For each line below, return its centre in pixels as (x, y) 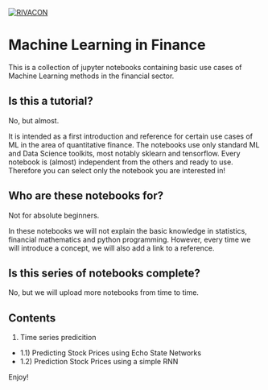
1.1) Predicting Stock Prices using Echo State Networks (111, 353)
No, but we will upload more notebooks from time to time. (104, 292)
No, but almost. (34, 120)
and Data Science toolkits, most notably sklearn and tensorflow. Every (124, 153)
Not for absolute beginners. (54, 215)
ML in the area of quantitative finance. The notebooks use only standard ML (134, 144)
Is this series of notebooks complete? (105, 273)
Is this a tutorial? (51, 101)
